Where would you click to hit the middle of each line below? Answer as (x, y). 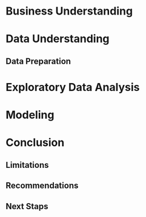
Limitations (27, 165)
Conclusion (35, 143)
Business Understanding (69, 11)
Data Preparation (38, 61)
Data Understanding (58, 39)
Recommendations (42, 186)
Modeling (30, 115)
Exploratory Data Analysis (73, 87)
